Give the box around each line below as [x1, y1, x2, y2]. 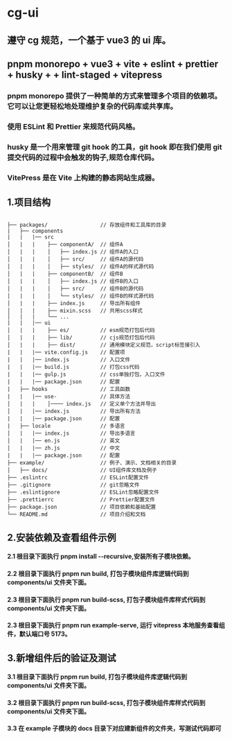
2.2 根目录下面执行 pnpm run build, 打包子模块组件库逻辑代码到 [7, 570, 189, 578]
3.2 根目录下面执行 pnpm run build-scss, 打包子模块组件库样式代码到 [7, 698, 206, 706]
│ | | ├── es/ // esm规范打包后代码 [7, 327, 155, 334]
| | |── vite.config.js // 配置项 [7, 349, 125, 356]
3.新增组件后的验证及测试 [7, 652, 116, 663]
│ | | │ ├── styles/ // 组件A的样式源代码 [7, 263, 154, 270]
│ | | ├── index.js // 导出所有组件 [7, 300, 141, 307]
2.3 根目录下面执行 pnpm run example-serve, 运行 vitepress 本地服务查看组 [7, 621, 225, 629]
